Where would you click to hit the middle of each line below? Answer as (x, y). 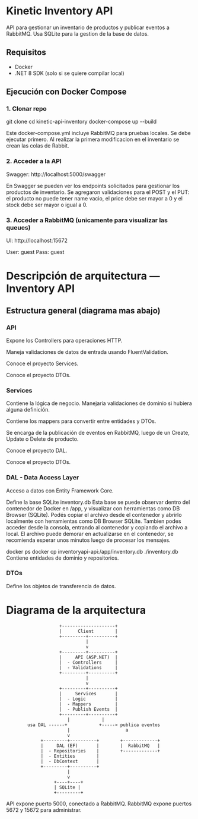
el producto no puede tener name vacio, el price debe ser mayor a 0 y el (94, 198)
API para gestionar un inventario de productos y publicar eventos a (88, 27)
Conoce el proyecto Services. (42, 363)
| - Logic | (88, 699)
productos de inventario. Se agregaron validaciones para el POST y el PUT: (98, 192)
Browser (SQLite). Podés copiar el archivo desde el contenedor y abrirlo (94, 514)
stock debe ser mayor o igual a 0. (47, 205)
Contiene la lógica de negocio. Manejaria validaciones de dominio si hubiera (99, 403)
